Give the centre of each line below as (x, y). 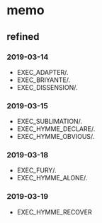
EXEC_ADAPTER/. (42, 72)
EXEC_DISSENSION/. (47, 87)
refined (23, 37)
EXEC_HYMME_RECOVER (55, 212)
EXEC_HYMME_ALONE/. (52, 178)
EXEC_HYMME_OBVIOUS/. (56, 137)
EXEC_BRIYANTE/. (44, 80)
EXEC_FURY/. (37, 170)
